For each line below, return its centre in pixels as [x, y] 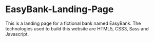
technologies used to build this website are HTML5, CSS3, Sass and [77, 28]
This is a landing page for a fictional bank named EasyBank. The [73, 23]
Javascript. [17, 34]
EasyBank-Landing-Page [60, 9]
